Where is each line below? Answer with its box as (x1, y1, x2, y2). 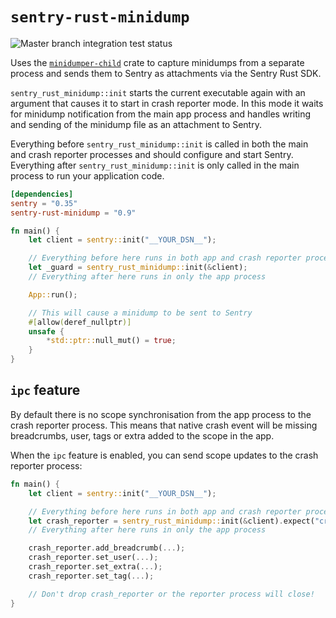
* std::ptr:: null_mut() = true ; (46, 336, 177, 346)
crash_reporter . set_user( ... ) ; (28, 553, 159, 563)
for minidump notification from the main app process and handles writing (10, 108, 312, 120)
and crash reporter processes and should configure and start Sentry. (10, 148, 294, 160)
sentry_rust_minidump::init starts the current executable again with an (10, 86, 306, 98)
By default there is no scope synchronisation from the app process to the (10, 408, 312, 420)
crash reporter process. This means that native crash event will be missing (10, 419, 318, 431)
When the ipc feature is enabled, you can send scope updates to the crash (10, 449, 319, 461)
